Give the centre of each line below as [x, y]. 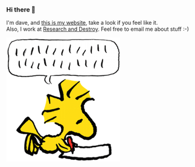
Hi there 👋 [21, 10]
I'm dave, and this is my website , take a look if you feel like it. [82, 23]
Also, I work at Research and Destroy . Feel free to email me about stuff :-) [97, 29]
